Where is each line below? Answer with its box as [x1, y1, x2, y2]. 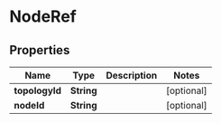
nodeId [14, 99, 45, 111]
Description [106, 70, 158, 81]
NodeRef [9, 6, 77, 27]
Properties [9, 43, 70, 58]
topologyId [14, 84, 61, 97]
